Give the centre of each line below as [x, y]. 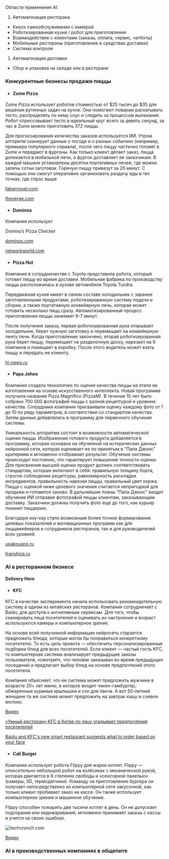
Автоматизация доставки [40, 58]
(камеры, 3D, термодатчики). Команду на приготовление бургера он [79, 781]
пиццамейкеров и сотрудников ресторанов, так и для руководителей [80, 528]
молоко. [14, 702]
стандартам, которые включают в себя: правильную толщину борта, [79, 470]
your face [15, 742]
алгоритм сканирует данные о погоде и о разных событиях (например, [82, 141]
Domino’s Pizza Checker [31, 231]
